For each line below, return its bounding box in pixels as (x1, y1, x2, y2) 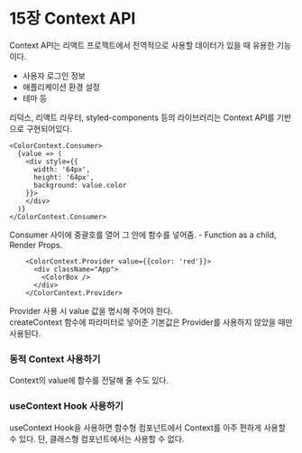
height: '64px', (32, 172, 95, 181)
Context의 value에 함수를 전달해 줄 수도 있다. (9, 375, 169, 386)
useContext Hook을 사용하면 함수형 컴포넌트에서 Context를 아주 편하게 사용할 (9, 421, 286, 433)
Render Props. (9, 239, 63, 250)
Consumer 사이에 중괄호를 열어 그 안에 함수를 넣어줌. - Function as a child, (9, 229, 277, 240)
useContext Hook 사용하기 (9, 400, 124, 412)
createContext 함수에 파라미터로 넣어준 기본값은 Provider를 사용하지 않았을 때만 (9, 317, 293, 328)
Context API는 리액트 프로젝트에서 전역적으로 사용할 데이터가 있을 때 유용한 (9, 40, 275, 51)
